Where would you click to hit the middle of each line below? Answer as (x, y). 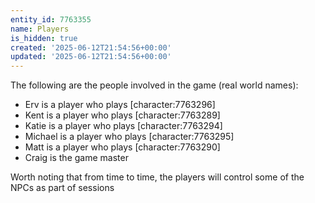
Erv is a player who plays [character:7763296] (120, 105)
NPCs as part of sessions (62, 188)
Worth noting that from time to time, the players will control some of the (157, 177)
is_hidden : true (44, 38)
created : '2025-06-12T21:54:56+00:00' (91, 47)
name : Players (40, 29)
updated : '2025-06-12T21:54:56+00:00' (91, 57)
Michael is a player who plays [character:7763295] (129, 137)
